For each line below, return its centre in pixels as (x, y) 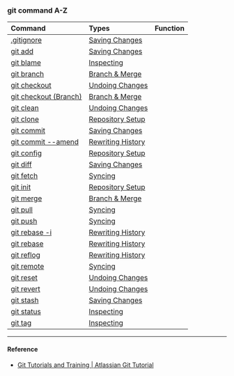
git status (26, 312)
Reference (23, 349)
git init (21, 187)
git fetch (24, 176)
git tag (21, 323)
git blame (26, 63)
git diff (22, 164)
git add (22, 52)
